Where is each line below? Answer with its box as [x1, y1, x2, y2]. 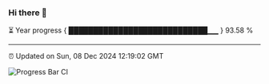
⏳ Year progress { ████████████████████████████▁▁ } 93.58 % [8, 25, 254, 35]
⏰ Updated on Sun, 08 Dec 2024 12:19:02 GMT [8, 52, 164, 61]
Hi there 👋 [8, 7, 48, 18]
